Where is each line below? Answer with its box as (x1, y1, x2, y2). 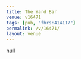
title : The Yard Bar (6, 8, 58, 15)
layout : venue (6, 31, 42, 37)
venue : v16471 (6, 14, 42, 20)
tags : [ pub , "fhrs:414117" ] (6, 20, 76, 26)
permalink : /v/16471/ (6, 25, 60, 32)
